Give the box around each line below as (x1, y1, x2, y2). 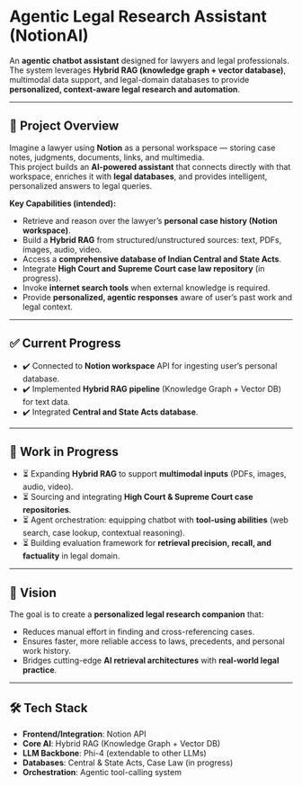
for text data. (22, 396, 70, 406)
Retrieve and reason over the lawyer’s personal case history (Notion (22, 215, 279, 226)
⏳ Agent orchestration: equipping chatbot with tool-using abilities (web (22, 514, 289, 525)
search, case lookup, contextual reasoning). (22, 528, 186, 539)
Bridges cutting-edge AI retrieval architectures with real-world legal (22, 655, 280, 666)
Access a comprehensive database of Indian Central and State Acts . (22, 254, 281, 264)
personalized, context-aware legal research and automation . (9, 84, 241, 94)
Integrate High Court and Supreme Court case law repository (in (22, 263, 265, 273)
